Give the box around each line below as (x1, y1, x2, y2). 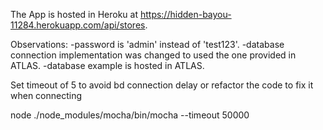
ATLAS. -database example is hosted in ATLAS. (10, 60, 205, 71)
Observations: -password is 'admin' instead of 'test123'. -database (10, 39, 285, 50)
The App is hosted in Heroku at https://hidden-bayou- (10, 9, 232, 20)
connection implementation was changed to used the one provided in (10, 49, 297, 61)
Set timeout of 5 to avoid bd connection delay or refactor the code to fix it (10, 79, 314, 91)
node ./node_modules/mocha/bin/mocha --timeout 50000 (10, 109, 250, 121)
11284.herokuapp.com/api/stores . (10, 19, 148, 31)
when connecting (10, 90, 83, 101)
